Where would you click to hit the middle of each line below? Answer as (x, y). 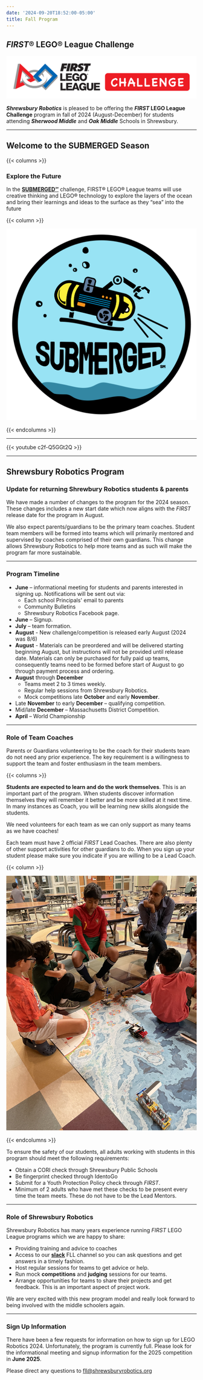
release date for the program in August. (55, 515)
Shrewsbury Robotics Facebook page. (72, 613)
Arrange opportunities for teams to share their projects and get (93, 1281)
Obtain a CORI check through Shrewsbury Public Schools (86, 1170)
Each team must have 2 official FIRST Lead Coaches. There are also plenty (99, 842)
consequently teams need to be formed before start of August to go (99, 664)
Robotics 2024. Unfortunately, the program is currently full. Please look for (99, 1346)
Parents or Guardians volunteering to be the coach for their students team (98, 750)
